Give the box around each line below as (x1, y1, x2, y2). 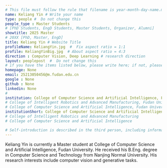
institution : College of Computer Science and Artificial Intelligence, (5, 95, 159, 100)
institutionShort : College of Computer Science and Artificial (5, 109, 139, 115)
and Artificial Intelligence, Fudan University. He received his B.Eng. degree (5, 147, 158, 153)
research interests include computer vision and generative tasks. (5, 157, 138, 163)
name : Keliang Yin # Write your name (5, 12, 83, 17)
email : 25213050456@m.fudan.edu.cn (5, 72, 79, 77)
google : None (5, 77, 35, 82)
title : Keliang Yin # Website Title (5, 40, 81, 45)
